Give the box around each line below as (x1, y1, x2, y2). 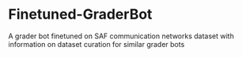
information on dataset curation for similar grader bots (8, 39, 185, 48)
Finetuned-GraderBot (8, 5, 153, 23)
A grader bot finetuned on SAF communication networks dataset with (8, 31, 235, 41)
